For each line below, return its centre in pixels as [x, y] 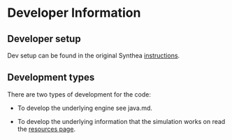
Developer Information [74, 13]
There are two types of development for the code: [79, 94]
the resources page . [46, 129]
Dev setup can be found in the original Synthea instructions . [94, 55]
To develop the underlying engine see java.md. [85, 108]
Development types [51, 77]
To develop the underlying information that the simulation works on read [121, 121]
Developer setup [44, 39]
